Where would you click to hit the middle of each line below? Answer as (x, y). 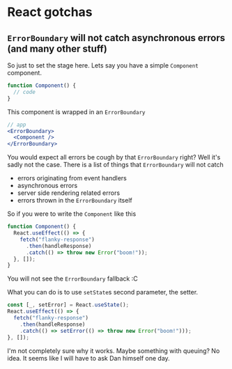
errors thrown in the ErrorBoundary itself (75, 201)
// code (25, 92)
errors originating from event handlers (72, 178)
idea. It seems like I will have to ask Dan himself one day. (89, 358)
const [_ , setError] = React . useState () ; (68, 305)
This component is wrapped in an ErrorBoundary (76, 111)
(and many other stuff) (57, 48)
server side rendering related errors (69, 193)
